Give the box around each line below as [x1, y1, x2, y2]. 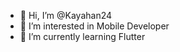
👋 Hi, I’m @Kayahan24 [19, 10, 113, 21]
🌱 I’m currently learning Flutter [19, 31, 146, 42]
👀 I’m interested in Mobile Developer [19, 20, 170, 32]
